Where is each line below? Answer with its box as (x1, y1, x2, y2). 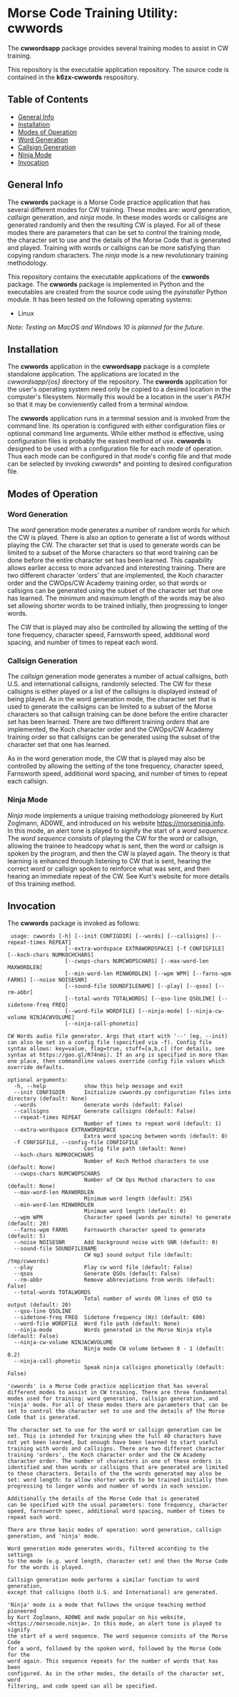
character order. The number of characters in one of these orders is (7, 1458, 222, 1465)
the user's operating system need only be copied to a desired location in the (7, 385, 232, 394)
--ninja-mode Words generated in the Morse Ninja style (14, 1326, 213, 1333)
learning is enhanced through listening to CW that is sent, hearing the (7, 856, 212, 865)
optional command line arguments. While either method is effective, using (7, 429, 224, 438)
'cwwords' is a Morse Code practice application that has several (7, 1383, 209, 1390)
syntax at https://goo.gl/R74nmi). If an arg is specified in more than (7, 1051, 228, 1058)
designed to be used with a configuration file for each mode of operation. (7, 444, 223, 453)
